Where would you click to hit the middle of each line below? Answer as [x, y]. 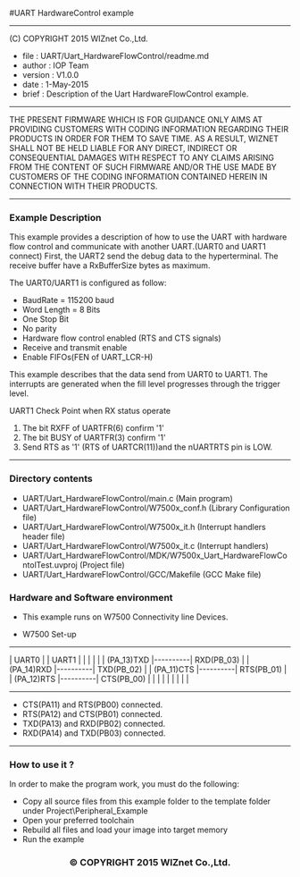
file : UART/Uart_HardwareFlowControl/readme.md [116, 56]
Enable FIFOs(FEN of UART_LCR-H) [87, 358]
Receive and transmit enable [75, 348]
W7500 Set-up [50, 634]
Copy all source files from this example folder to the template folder [146, 801]
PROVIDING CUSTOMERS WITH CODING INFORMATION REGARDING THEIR [149, 129]
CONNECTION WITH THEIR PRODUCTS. [83, 186]
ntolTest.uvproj [50, 565]
